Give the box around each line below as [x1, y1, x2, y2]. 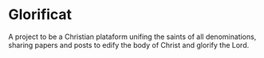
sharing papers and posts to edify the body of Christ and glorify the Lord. [8, 40, 250, 49]
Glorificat [8, 6, 73, 24]
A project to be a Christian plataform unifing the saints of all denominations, [8, 32, 257, 41]
